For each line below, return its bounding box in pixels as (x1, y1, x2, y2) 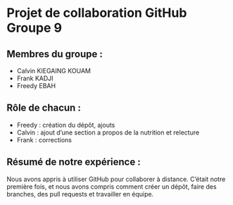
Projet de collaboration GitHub (6, 5, 187, 21)
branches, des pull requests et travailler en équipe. (6, 190, 154, 198)
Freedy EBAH (16, 82, 56, 89)
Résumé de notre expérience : (6, 156, 141, 168)
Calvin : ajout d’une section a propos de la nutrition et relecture (16, 128, 200, 137)
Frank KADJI (16, 74, 53, 82)
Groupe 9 (6, 20, 63, 36)
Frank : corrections (16, 135, 72, 144)
